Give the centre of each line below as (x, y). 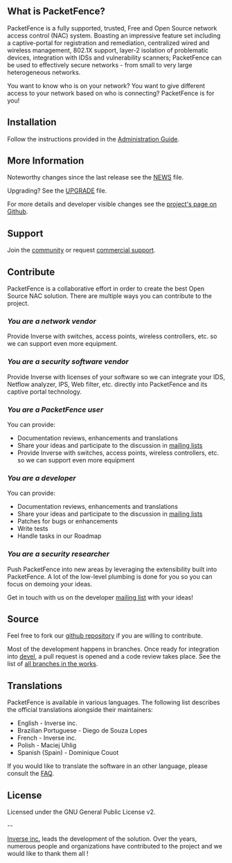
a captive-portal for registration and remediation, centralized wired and (108, 43)
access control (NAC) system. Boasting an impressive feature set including (114, 35)
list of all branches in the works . (53, 664)
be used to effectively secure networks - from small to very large (100, 64)
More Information (46, 161)
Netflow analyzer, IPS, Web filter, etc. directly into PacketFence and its (107, 384)
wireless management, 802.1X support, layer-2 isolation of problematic (108, 50)
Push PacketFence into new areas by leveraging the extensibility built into (112, 569)
